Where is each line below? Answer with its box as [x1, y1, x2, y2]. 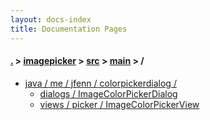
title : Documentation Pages [10, 24, 128, 34]
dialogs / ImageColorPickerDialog [39, 87, 178, 100]
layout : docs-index [10, 14, 92, 25]
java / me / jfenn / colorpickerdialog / [24, 77, 177, 89]
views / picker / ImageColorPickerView [39, 98, 200, 110]
